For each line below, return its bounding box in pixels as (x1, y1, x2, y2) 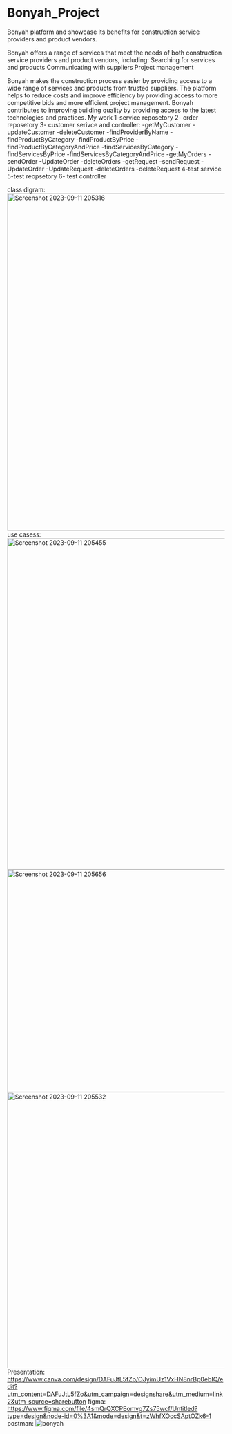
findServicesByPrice (7, 150, 66, 158)
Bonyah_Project (7, 5, 100, 21)
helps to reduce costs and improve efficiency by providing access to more (7, 91, 218, 100)
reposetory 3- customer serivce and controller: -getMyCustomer (7, 120, 191, 129)
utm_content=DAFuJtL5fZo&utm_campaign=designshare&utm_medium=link (7, 1390, 223, 1398)
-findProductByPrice (75, 135, 135, 143)
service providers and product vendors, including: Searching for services (7, 55, 215, 64)
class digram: (7, 185, 46, 194)
